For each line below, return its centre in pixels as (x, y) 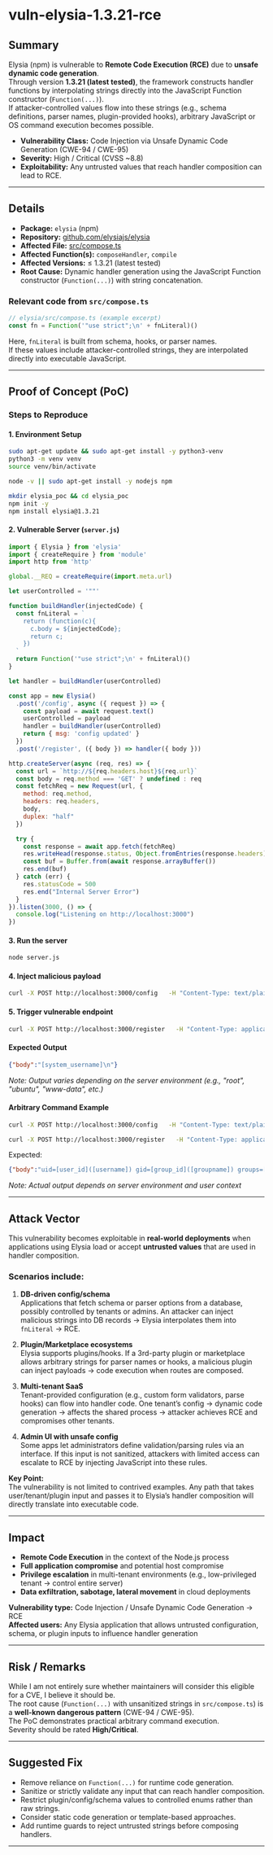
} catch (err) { (43, 877)
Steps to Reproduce (48, 415)
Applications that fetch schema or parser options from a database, (131, 1303)
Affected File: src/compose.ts (71, 245)
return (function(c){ (59, 621)
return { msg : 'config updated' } (81, 734)
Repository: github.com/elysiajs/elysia (85, 237)
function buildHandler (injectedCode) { (76, 606)
